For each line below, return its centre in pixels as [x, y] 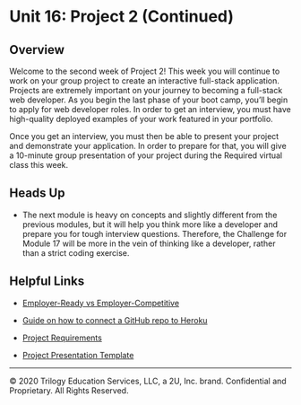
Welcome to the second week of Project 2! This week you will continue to [145, 71]
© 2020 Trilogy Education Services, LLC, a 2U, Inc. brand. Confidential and [148, 381]
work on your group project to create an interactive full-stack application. [144, 81]
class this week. [39, 165]
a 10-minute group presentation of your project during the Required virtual [146, 155]
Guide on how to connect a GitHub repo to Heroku [115, 320]
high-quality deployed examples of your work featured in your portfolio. [141, 119]
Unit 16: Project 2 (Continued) [122, 17]
